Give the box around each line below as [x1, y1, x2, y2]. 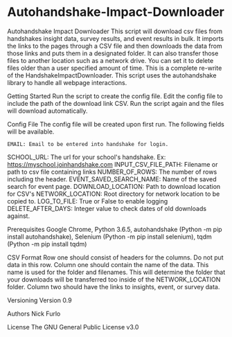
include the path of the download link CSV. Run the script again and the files [7, 99, 224, 107]
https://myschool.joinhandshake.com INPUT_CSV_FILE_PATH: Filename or [7, 160, 218, 168]
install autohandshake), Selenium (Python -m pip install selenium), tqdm [7, 233, 213, 241]
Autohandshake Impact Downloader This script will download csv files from [7, 27, 223, 35]
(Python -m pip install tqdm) [7, 239, 87, 248]
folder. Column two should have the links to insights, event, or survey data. [7, 282, 220, 291]
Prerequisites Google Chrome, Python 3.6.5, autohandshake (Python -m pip [7, 225, 223, 233]
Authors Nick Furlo [7, 309, 61, 318]
